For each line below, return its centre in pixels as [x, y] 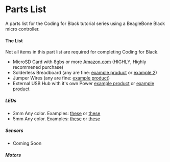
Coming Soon [27, 143]
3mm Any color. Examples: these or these [56, 114]
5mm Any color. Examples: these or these [56, 119]
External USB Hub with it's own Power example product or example [83, 84]
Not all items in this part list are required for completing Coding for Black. [82, 52]
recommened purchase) [38, 67]
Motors [13, 155]
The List [14, 40]
